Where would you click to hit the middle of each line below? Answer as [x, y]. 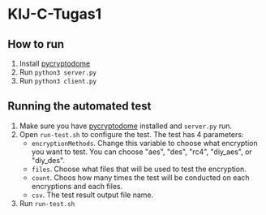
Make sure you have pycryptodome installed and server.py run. [126, 126]
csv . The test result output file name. [92, 195]
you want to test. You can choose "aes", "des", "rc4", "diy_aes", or [142, 152]
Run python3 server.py [58, 72]
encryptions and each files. [77, 186]
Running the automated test [79, 106]
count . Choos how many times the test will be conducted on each [140, 177]
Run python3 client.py [58, 81]
